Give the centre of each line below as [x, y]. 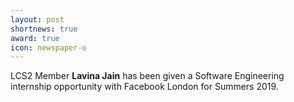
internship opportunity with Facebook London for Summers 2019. [144, 87]
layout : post [37, 19]
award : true [35, 38]
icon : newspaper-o [48, 47]
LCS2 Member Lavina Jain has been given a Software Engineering [147, 76]
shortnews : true [44, 29]
